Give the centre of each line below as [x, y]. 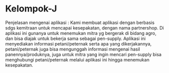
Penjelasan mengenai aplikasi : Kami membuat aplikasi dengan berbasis [80, 22]
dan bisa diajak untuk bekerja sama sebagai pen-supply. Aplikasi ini [75, 38]
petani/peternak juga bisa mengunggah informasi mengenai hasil [73, 49]
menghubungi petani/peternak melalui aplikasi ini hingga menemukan [77, 59]
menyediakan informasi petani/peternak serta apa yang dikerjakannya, [78, 43]
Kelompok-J [31, 9]
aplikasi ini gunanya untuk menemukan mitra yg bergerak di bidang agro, [81, 33]
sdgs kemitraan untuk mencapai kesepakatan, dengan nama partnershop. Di [84, 27]
